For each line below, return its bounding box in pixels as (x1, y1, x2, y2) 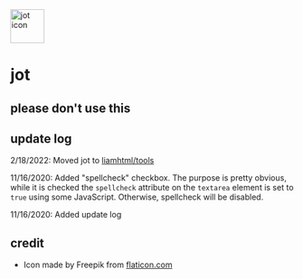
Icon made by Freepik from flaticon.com (23, 259, 173, 270)
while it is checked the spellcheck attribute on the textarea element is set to (10, 182, 294, 193)
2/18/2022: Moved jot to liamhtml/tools (10, 155, 155, 166)
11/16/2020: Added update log (10, 209, 122, 220)
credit (10, 235, 44, 251)
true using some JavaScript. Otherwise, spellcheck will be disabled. (10, 191, 264, 202)
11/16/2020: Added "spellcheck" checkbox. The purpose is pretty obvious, (10, 172, 288, 183)
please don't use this (10, 100, 131, 116)
